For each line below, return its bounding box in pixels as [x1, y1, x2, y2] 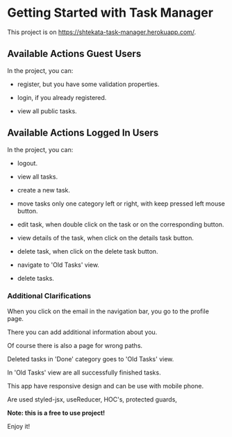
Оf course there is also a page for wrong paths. [7, 341, 143, 349]
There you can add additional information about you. [7, 328, 158, 336]
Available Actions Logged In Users [7, 127, 159, 139]
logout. [17, 158, 38, 167]
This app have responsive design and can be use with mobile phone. [7, 381, 204, 390]
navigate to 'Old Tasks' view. [17, 261, 99, 269]
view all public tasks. [17, 106, 78, 115]
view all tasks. [17, 172, 58, 181]
